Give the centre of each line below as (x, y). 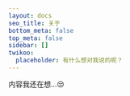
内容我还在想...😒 (36, 84)
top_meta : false (36, 38)
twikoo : (21, 53)
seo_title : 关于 (34, 23)
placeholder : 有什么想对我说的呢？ (69, 61)
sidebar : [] (28, 46)
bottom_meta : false (41, 30)
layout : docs (30, 16)
